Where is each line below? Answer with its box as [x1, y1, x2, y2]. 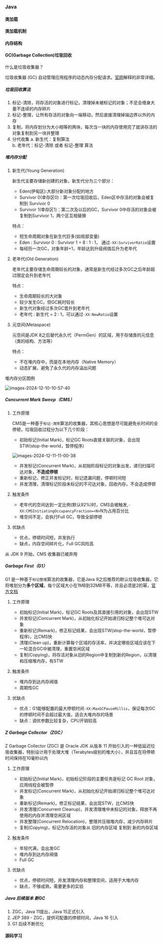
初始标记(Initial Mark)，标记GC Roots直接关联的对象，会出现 [19, 437, 141, 443]
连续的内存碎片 [20, 106, 51, 112]
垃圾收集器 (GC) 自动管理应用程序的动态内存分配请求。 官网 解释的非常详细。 [5, 74, 158, 80]
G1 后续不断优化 [12, 921, 44, 926]
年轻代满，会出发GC [19, 845, 60, 851]
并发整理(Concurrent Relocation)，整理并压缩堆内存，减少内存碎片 [19, 818, 153, 824]
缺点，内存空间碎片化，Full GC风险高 [19, 540, 94, 546]
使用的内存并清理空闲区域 [19, 812, 71, 818]
